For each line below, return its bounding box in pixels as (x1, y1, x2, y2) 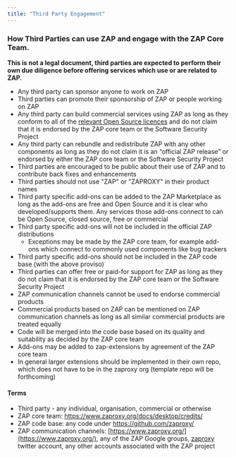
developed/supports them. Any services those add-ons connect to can (17, 207, 224, 215)
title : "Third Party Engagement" (7, 10, 106, 18)
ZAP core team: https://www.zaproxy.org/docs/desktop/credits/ (17, 412, 203, 420)
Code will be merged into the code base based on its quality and (17, 327, 205, 336)
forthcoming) (17, 372, 56, 381)
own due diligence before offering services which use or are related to (7, 66, 217, 74)
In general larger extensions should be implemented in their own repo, (17, 357, 221, 366)
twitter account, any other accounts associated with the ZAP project (17, 442, 216, 451)
